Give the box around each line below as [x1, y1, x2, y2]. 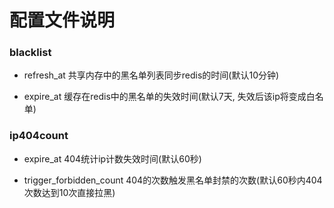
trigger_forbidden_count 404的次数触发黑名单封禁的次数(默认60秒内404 [23, 174, 323, 186]
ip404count [9, 129, 69, 143]
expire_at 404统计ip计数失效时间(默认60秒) [23, 152, 202, 165]
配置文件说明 [9, 9, 116, 32]
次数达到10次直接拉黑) [23, 186, 116, 198]
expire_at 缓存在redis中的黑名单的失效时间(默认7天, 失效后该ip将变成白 [23, 91, 316, 103]
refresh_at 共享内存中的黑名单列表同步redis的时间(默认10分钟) [23, 69, 280, 81]
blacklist [9, 46, 52, 60]
